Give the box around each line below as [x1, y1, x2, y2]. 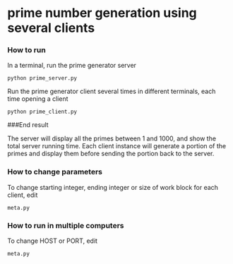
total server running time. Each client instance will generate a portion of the [7, 142, 227, 150]
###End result [7, 121, 49, 129]
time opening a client [7, 95, 68, 103]
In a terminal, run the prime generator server [7, 61, 136, 70]
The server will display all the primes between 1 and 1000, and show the [7, 134, 217, 143]
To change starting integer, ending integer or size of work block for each [7, 183, 219, 191]
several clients [7, 20, 95, 36]
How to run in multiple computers [7, 220, 125, 230]
